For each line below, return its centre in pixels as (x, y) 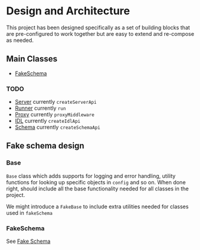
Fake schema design (45, 146)
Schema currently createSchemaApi (57, 127)
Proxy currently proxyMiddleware (54, 115)
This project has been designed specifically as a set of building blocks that (98, 27)
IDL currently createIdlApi (47, 121)
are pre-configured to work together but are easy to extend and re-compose (100, 33)
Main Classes (32, 59)
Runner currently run (40, 108)
